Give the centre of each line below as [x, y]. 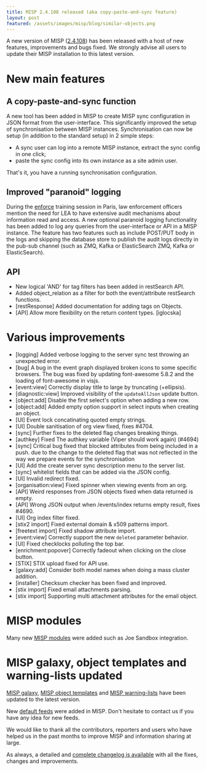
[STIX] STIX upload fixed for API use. [62, 563]
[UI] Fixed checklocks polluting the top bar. [70, 544]
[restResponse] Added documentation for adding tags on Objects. [99, 306]
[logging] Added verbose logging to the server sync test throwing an [102, 354]
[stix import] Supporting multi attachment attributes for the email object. [106, 596]
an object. [28, 413]
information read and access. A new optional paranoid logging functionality [102, 220]
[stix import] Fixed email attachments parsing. [73, 589]
